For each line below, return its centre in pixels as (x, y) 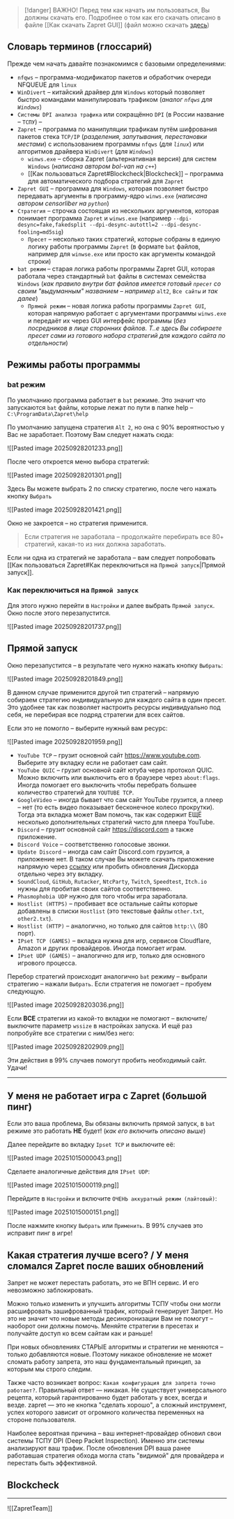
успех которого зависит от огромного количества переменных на (106, 1412)
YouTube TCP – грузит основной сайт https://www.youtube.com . (109, 755)
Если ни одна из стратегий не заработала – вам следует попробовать (111, 557)
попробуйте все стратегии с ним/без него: (71, 1033)
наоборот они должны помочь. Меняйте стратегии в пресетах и (103, 1326)
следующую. (26, 991)
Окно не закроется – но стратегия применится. (78, 523)
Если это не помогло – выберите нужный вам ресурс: (88, 728)
